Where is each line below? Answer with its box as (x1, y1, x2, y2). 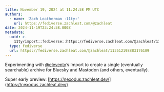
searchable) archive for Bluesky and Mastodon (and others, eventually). (5, 67, 149, 72)
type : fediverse (9, 44, 42, 48)
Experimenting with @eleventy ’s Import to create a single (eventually (5, 62, 143, 68)
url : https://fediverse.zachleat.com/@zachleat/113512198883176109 (9, 48, 150, 53)
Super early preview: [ (5, 76, 50, 82)
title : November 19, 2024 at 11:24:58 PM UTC (5, 7, 99, 12)
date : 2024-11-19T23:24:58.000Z (5, 25, 71, 30)
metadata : (5, 30, 25, 35)
